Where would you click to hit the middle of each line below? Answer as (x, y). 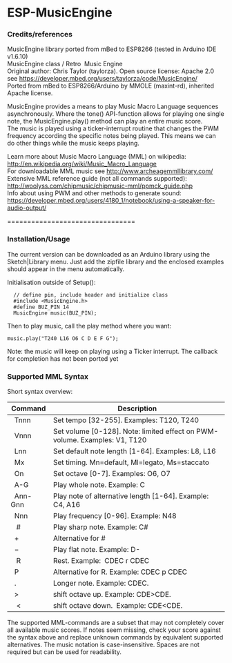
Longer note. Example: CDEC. (101, 583)
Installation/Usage (39, 239)
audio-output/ (27, 208)
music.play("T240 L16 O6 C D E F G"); (63, 338)
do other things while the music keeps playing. (74, 144)
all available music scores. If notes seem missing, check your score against (114, 630)
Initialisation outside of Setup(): (51, 282)
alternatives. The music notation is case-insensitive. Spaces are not (104, 645)
